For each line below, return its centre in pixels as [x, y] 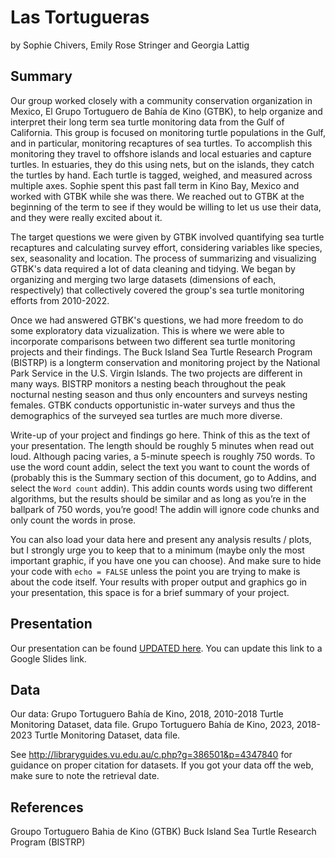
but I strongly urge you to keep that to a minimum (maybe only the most [157, 550]
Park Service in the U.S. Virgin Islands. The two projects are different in [156, 373]
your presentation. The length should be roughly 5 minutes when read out [162, 445]
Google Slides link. [48, 658]
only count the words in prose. [73, 520]
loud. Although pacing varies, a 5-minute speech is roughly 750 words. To [163, 456]
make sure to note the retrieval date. [85, 776]
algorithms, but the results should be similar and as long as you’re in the [158, 498]
